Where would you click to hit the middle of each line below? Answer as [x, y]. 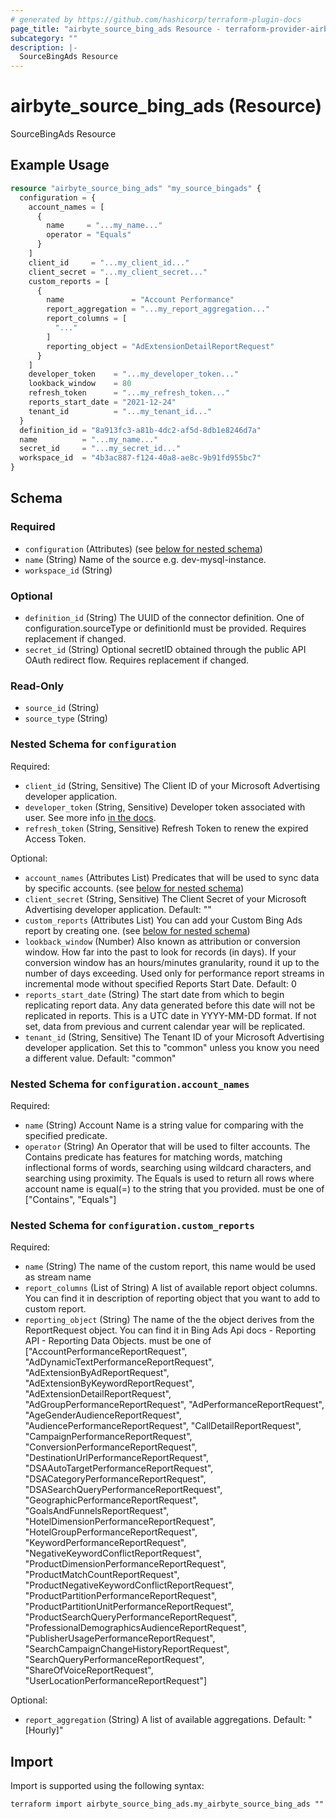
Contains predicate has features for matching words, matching [153, 1157]
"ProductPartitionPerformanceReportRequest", [121, 1596]
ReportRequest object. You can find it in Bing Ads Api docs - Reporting [170, 1330]
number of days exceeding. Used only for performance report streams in [174, 973]
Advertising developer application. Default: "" [118, 909]
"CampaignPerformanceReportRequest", [108, 1437]
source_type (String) [66, 718]
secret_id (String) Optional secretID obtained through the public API [165, 649]
